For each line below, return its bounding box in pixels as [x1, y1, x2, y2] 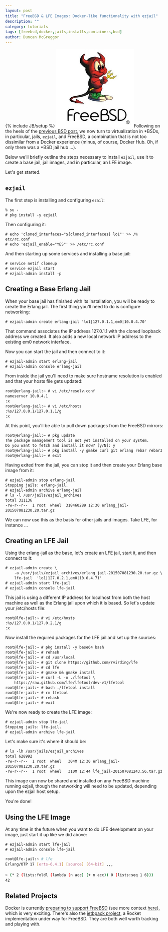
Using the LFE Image [5, 813, 71, 821]
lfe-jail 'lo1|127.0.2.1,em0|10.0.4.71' [14, 576, 102, 581]
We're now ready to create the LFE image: [5, 709, 92, 715]
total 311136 [5, 498, 33, 503]
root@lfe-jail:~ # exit [5, 700, 55, 705]
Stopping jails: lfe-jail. [5, 724, 62, 730]
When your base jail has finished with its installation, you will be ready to [5, 298, 155, 304]
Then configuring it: [5, 221, 46, 227]
